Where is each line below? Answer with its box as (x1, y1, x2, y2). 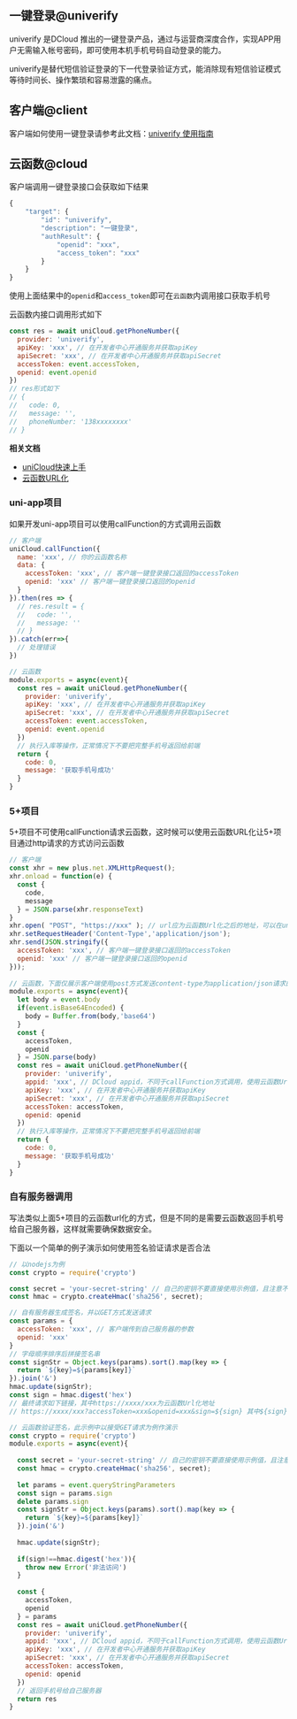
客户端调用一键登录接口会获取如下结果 (9, 181, 148, 192)
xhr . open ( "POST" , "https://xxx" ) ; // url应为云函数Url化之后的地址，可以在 (9, 921, 283, 931)
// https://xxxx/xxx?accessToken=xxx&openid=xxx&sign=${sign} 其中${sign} (9, 1407, 288, 1416)
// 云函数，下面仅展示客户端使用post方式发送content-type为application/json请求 (9, 978, 286, 988)
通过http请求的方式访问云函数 (16, 838, 126, 848)
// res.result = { (17, 602, 86, 610)
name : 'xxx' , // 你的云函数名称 (17, 552, 127, 562)
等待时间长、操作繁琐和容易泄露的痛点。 (9, 74, 156, 85)
